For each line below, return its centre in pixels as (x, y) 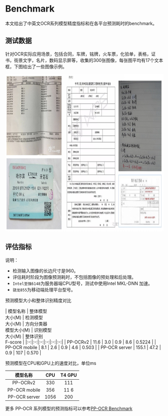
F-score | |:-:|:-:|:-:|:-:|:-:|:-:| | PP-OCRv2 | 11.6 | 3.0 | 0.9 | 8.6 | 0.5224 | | (81, 342)
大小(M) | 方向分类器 (26, 324)
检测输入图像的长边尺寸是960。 (45, 271)
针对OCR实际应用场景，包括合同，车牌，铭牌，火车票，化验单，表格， (78, 54)
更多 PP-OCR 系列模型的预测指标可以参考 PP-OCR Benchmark (69, 408)
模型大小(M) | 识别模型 (28, 330)
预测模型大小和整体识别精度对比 (38, 300)
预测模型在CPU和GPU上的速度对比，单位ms (51, 363)
